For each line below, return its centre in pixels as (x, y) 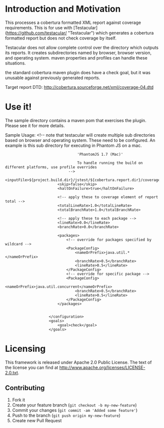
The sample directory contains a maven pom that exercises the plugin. (76, 120)
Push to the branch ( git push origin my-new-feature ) (66, 415)
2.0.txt (11, 372)
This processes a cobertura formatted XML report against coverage (73, 22)
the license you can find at (32, 367)
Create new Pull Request (37, 420)
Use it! (18, 107)
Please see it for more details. (35, 125)
